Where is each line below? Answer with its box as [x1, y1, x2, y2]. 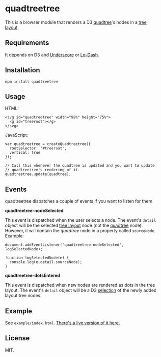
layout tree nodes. [5, 293, 42, 298]
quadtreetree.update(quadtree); [5, 172, 71, 177]
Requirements [5, 39, 49, 47]
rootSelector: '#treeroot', [9, 146, 67, 151]
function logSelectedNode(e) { [5, 255, 69, 261]
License [5, 334, 30, 342]
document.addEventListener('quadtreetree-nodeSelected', [5, 242, 124, 247]
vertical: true [9, 150, 41, 155]
